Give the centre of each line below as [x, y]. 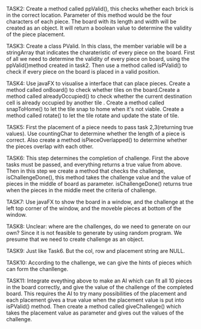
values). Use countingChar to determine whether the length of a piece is [96, 133]
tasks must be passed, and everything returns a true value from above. [94, 164]
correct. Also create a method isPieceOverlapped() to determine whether [97, 140]
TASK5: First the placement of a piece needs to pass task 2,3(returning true [100, 127]
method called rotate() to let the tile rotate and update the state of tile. [93, 115]
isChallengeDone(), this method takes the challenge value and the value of [99, 177]
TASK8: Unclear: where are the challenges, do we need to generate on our [98, 226]
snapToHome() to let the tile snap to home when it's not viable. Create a [95, 109]
